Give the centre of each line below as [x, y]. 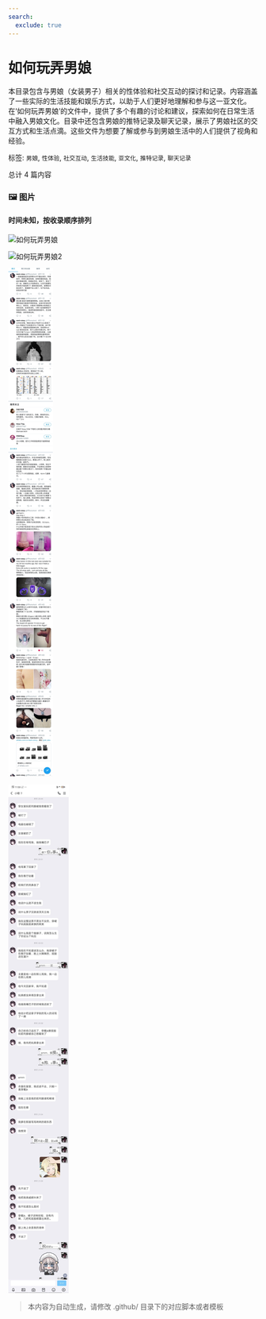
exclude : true [38, 25]
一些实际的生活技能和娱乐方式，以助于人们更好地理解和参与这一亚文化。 [133, 101]
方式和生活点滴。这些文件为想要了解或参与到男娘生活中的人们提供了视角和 [136, 131]
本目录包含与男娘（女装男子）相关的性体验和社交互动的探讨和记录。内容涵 [129, 91]
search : [21, 17]
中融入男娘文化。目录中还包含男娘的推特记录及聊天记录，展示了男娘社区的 [129, 121]
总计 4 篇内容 [30, 175]
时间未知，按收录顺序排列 [50, 220]
